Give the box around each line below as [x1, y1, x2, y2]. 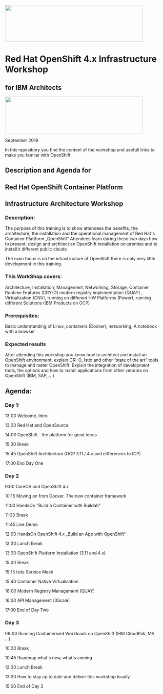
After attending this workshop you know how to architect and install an [5, 352, 147, 358]
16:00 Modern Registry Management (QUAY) [5, 588, 95, 594]
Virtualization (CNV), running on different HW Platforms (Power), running [5, 295, 151, 300]
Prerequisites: [5, 312, 40, 319]
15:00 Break [5, 560, 29, 566]
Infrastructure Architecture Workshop [5, 199, 123, 208]
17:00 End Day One [5, 460, 43, 466]
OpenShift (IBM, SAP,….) [5, 372, 55, 379]
